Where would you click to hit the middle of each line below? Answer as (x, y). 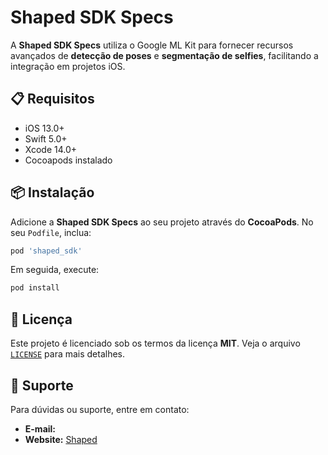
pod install (35, 288)
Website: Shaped (61, 439)
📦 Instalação (52, 192)
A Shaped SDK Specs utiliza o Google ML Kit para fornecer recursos (152, 45)
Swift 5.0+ (46, 138)
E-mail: (40, 428)
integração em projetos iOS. (68, 66)
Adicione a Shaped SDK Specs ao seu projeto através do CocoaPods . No (162, 222)
